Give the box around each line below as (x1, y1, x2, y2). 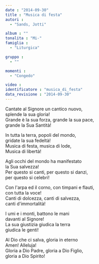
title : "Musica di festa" (5, 12, 62, 17)
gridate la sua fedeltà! (5, 137, 51, 143)
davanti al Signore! (5, 215, 45, 222)
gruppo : (5, 54, 24, 59)
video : (5, 82, 22, 87)
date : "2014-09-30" (5, 7, 49, 13)
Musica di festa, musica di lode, (5, 142, 72, 149)
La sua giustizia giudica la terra (5, 221, 71, 227)
